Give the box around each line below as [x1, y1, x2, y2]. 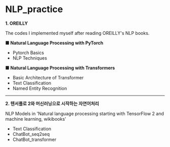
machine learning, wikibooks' [5, 116, 67, 122]
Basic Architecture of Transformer [12, 74, 84, 80]
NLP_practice [5, 4, 63, 15]
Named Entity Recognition [12, 85, 67, 91]
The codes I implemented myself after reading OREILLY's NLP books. [5, 30, 150, 36]
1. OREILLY [5, 20, 28, 26]
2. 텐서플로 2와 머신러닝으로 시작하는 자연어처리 [5, 100, 100, 107]
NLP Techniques [12, 55, 47, 61]
